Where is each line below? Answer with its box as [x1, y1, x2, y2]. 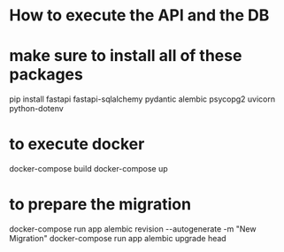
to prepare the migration [9, 195, 192, 215]
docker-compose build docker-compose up [9, 164, 168, 174]
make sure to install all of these [9, 46, 242, 66]
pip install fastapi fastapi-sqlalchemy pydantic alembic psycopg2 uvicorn [9, 94, 276, 104]
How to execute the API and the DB [9, 5, 270, 26]
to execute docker [9, 134, 145, 155]
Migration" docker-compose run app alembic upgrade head [9, 233, 227, 243]
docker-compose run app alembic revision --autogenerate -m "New [9, 224, 257, 234]
